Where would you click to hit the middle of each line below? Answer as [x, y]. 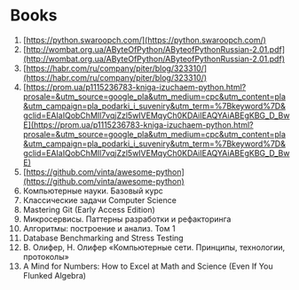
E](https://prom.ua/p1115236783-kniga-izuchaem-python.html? [138, 124]
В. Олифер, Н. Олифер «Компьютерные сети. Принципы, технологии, [154, 247]
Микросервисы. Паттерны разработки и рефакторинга [127, 219]
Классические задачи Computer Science [99, 200]
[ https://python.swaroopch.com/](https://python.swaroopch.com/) [145, 40]
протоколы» [46, 256]
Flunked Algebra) [55, 275]
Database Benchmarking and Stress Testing [103, 238]
